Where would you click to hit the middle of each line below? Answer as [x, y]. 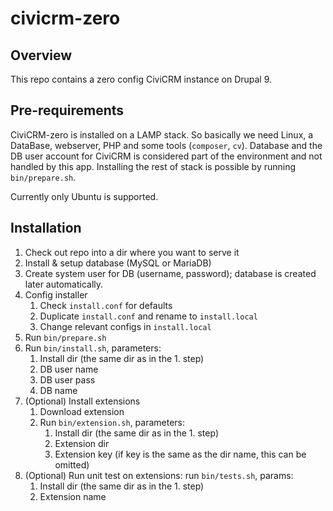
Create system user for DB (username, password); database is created [170, 273]
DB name [58, 390]
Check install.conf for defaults [106, 305]
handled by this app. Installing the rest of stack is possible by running [153, 166]
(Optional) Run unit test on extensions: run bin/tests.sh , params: [159, 475]
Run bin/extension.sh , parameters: [112, 422]
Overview [41, 55]
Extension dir [82, 443]
